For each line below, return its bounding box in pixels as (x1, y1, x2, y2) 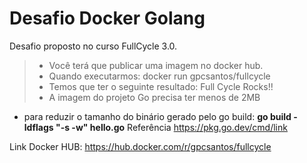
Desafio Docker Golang (9, 7, 206, 30)
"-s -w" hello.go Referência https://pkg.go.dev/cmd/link (55, 121, 288, 133)
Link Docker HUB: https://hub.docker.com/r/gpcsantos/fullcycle (9, 140, 272, 152)
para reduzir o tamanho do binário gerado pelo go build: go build (23, 110, 292, 122)
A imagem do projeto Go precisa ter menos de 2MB (48, 91, 261, 103)
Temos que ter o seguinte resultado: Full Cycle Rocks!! (48, 80, 274, 92)
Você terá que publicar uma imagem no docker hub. (48, 59, 264, 71)
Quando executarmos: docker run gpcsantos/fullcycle (48, 70, 271, 82)
